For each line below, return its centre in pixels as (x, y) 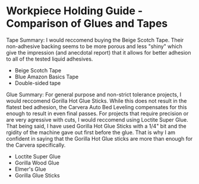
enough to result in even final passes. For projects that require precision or (97, 113)
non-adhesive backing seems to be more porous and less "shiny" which (94, 46)
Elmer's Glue (30, 169)
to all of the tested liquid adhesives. (50, 59)
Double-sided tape (38, 83)
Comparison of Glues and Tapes (87, 23)
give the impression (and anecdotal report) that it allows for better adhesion (99, 52)
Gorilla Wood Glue (37, 163)
